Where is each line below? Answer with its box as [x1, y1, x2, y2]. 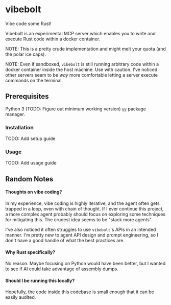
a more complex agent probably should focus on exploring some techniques [5, 211, 166, 217]
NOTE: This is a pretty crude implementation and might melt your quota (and [5, 45, 166, 52]
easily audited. [5, 294, 36, 300]
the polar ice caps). [5, 51, 46, 57]
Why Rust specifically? [5, 249, 55, 255]
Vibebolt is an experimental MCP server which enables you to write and [5, 30, 156, 36]
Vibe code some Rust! [5, 20, 52, 27]
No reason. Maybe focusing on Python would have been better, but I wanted [5, 261, 166, 267]
